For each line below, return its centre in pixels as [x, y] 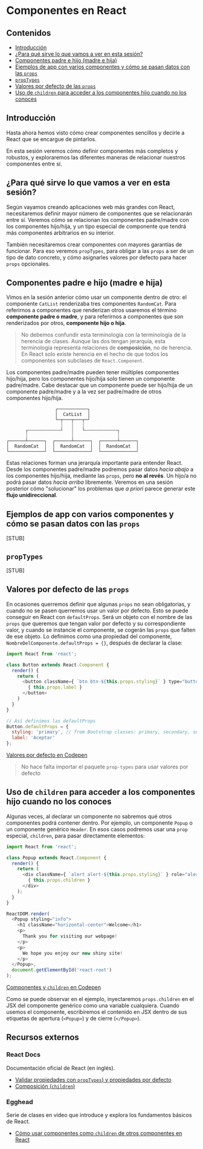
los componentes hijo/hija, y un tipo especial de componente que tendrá [96, 226]
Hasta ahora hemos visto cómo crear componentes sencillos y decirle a [95, 132]
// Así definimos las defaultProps [51, 721]
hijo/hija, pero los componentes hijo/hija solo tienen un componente [91, 379]
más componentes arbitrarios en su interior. [61, 233]
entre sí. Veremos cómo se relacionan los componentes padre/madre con [98, 219]
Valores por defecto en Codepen [47, 755]
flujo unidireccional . [32, 495]
